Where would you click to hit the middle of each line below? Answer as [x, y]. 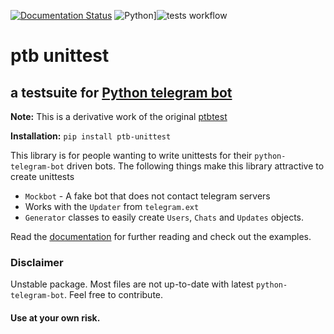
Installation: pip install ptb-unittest [91, 136]
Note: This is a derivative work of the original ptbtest [119, 116]
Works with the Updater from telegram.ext [112, 206]
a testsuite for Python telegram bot [121, 92]
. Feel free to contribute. [113, 295]
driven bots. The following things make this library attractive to [195, 166]
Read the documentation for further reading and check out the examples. [161, 236]
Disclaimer [37, 262]
